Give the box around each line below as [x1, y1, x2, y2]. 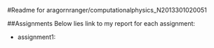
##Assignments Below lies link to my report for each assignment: [7, 19, 195, 27]
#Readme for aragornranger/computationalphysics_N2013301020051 [7, 6, 207, 14]
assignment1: [17, 33, 56, 41]
